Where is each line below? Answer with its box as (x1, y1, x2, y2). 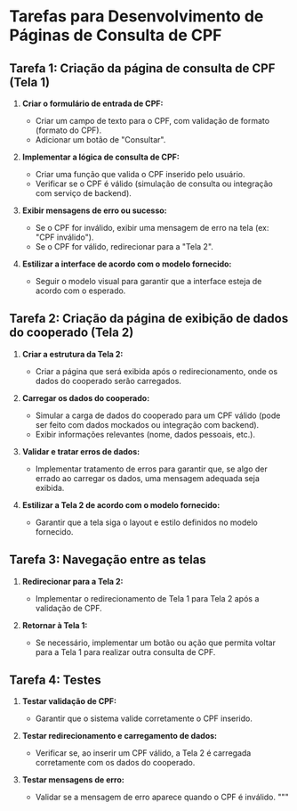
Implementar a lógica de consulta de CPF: (21, 152, 180, 162)
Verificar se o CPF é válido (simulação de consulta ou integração (35, 178, 273, 189)
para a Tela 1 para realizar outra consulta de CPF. (35, 646, 216, 657)
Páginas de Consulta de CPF (9, 25, 222, 45)
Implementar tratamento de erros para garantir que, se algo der (35, 463, 269, 474)
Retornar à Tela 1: (21, 619, 88, 630)
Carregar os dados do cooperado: (21, 392, 150, 403)
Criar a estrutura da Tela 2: (21, 348, 124, 359)
